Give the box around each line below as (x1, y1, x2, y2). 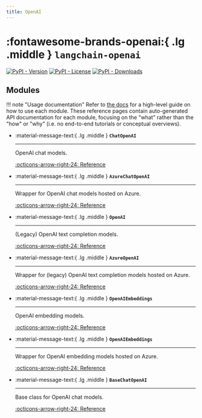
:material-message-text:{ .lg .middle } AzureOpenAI (14, 254, 139, 261)
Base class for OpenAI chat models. (14, 393, 104, 401)
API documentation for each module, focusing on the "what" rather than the (6, 114, 194, 121)
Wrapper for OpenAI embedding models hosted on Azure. (14, 353, 158, 360)
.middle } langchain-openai (6, 48, 141, 61)
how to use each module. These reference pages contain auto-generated (6, 107, 188, 115)
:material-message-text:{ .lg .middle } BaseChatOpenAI (14, 376, 147, 384)
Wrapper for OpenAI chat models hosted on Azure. (14, 190, 141, 197)
